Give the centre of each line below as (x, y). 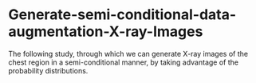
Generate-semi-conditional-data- (122, 15)
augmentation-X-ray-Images (106, 32)
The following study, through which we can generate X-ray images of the (128, 53)
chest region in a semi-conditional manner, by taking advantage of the (124, 62)
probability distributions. (48, 70)
